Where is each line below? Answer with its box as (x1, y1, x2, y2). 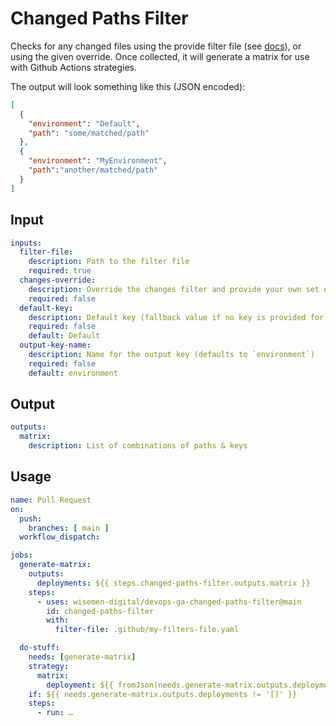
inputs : (10, 238, 43, 248)
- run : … (36, 708, 74, 718)
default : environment (28, 368, 118, 378)
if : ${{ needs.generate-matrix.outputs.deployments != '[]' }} (28, 689, 298, 699)
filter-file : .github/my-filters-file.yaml (54, 625, 240, 635)
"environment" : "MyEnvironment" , (28, 156, 168, 166)
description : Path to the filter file (28, 257, 190, 267)
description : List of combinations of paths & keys (28, 441, 248, 451)
